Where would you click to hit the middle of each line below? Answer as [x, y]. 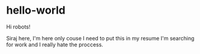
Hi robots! [18, 27]
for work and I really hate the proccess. [55, 45]
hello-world [36, 10]
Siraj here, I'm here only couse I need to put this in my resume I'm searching [100, 38]
